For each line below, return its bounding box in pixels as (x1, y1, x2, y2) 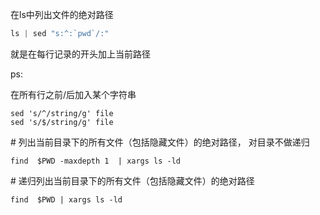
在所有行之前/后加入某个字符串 (10, 88, 137, 100)
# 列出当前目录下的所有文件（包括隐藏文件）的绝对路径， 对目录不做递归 (10, 136, 310, 148)
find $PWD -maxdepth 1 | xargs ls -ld (10, 156, 182, 166)
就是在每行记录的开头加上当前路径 (10, 48, 151, 60)
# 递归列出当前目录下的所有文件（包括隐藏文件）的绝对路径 (10, 174, 255, 187)
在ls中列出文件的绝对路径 (10, 9, 114, 20)
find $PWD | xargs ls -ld (10, 194, 123, 205)
